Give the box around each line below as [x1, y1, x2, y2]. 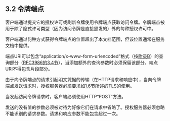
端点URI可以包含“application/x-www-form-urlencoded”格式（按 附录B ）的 [5, 53, 159, 59]
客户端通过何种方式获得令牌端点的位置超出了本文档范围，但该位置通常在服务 [5, 36, 165, 42]
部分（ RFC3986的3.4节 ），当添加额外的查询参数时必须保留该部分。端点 [9, 59, 158, 66]
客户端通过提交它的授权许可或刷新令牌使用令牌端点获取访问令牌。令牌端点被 [5, 19, 165, 25]
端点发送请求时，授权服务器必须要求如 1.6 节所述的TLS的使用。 [5, 83, 135, 89]
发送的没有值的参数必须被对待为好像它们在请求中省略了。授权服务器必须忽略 [5, 104, 165, 110]
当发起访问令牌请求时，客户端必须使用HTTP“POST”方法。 [5, 93, 126, 99]
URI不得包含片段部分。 [5, 66, 53, 72]
